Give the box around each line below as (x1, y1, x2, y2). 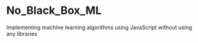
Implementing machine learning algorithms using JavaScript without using (6, 24, 193, 31)
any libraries (6, 30, 38, 37)
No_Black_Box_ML (6, 4, 102, 18)
